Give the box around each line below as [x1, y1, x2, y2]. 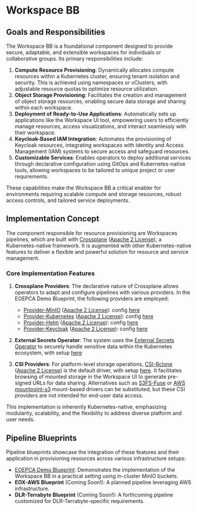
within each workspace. [14, 104, 73, 111]
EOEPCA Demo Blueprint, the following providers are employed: [14, 295, 169, 302]
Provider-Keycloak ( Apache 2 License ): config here [23, 325, 148, 333]
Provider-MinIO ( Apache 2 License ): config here [23, 307, 140, 314]
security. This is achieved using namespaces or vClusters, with [14, 79, 168, 86]
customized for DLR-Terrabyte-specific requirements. [14, 497, 145, 504]
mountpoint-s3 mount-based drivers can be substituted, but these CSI [14, 386, 185, 393]
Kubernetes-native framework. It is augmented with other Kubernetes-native [6, 242, 192, 249]
